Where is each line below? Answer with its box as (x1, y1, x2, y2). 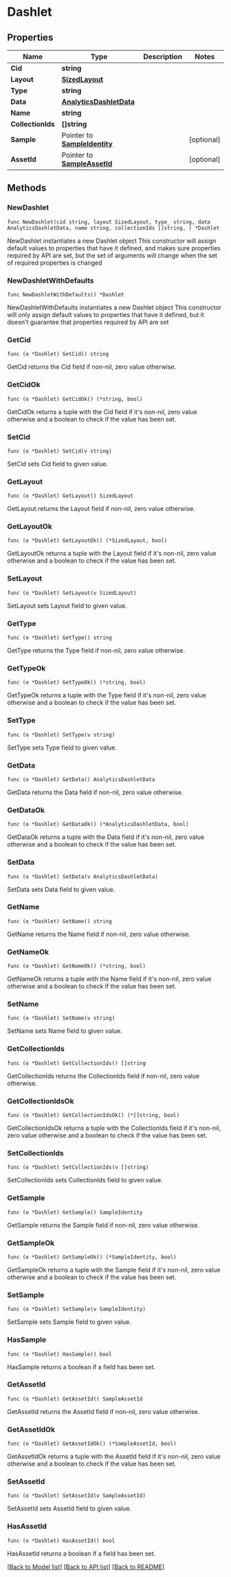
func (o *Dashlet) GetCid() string (7, 351, 109, 358)
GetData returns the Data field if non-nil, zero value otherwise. (7, 788, 184, 796)
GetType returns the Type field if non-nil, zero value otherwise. (7, 646, 186, 655)
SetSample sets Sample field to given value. (7, 1318, 132, 1326)
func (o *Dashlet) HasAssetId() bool (7, 1537, 115, 1544)
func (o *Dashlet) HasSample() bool (7, 1351, 112, 1358)
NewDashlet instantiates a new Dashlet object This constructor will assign (7, 237, 217, 245)
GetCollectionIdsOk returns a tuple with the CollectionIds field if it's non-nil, (7, 1124, 221, 1132)
